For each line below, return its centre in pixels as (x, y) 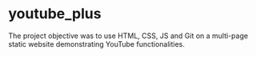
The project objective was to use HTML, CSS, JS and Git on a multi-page (128, 36)
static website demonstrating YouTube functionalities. (97, 44)
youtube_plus (55, 14)
